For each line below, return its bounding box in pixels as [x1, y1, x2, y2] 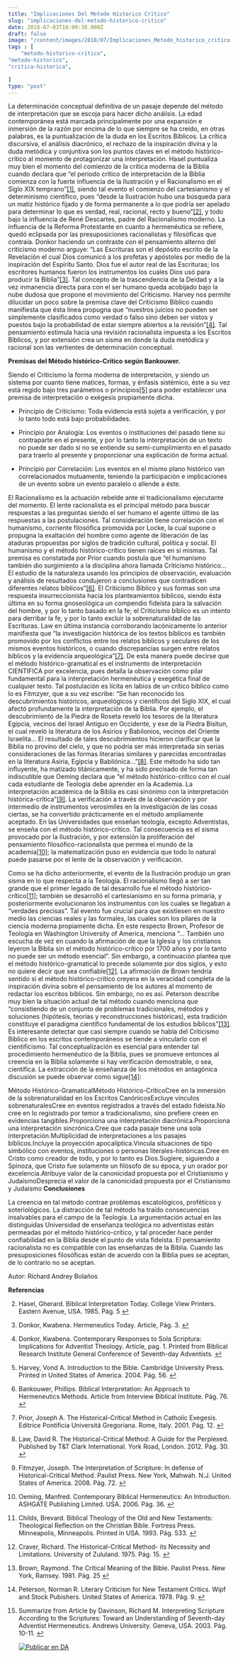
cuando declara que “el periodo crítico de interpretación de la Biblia [8, 170, 205, 178]
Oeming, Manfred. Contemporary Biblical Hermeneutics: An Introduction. [18, 1493, 232, 1501]
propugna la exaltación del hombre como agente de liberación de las [8, 531, 208, 540]
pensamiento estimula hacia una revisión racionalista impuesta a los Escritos [8, 328, 232, 337]
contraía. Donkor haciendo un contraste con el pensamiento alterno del [8, 238, 216, 246]
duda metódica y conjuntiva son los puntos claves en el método [8, 147, 194, 156]
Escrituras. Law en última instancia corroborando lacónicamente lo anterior [8, 621, 227, 630]
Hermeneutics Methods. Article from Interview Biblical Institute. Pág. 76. [18, 1392, 229, 1401]
